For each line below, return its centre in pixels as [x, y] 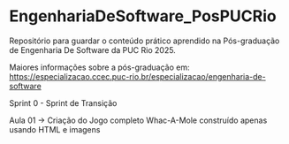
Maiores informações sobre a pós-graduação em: [99, 67]
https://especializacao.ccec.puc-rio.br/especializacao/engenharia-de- [138, 76]
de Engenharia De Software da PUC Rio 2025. [93, 49]
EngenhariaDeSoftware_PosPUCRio [143, 16]
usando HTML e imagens [55, 129]
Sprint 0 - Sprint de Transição [63, 102]
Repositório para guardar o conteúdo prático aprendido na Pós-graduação [144, 41]
